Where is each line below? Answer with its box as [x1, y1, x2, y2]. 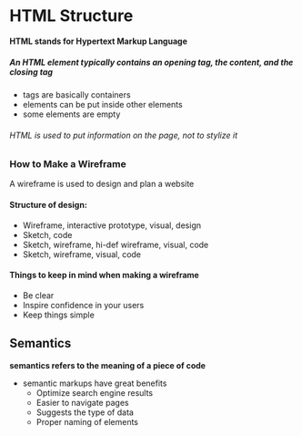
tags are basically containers [22, 88, 131, 100]
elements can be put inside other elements [22, 99, 184, 109]
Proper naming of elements [35, 416, 139, 427]
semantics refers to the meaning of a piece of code [9, 359, 206, 370]
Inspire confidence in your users [22, 299, 145, 310]
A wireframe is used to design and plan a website [9, 179, 195, 190]
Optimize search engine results [35, 387, 154, 398]
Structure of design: [9, 200, 88, 211]
